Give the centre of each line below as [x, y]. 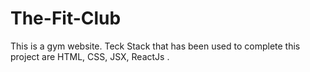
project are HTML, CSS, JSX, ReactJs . [90, 56]
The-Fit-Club [66, 18]
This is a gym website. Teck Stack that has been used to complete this [155, 46]
